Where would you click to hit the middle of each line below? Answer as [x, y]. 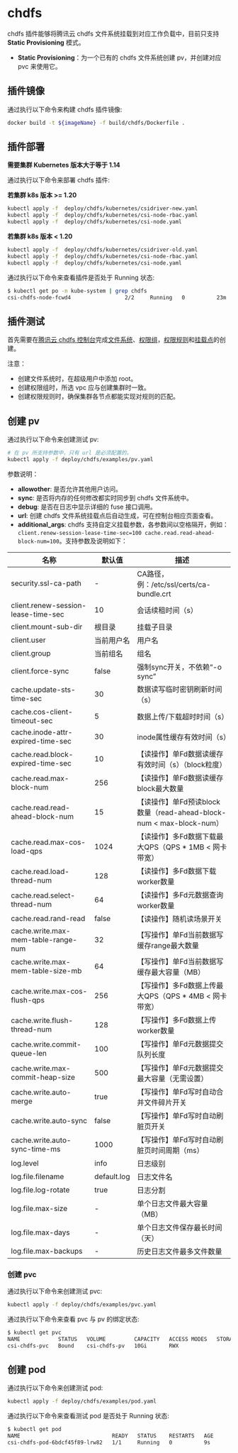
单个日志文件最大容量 [172, 1203]
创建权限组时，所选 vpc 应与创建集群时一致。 [84, 387]
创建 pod [27, 1370]
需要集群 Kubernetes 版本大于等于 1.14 [64, 165]
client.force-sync [40, 670]
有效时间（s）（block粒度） [182, 764]
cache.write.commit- [46, 1044]
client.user [28, 640]
